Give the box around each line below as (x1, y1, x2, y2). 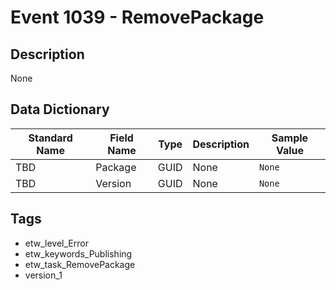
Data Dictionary (10, 101, 110, 118)
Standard (28, 131, 73, 145)
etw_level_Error (24, 237, 89, 249)
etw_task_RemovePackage (24, 258, 136, 270)
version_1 (24, 269, 63, 281)
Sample (271, 131, 309, 145)
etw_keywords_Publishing (24, 247, 133, 260)
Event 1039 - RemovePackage (10, 6, 265, 29)
